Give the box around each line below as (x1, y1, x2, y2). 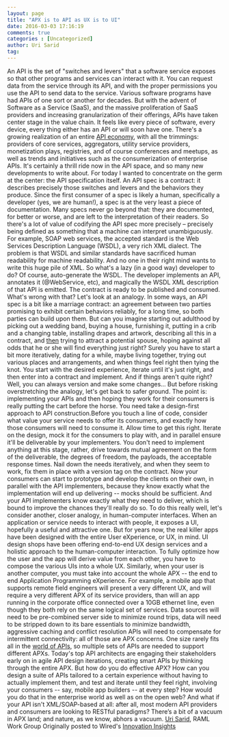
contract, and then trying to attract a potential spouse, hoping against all (7, 336, 211, 345)
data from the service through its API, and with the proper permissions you (7, 82, 217, 90)
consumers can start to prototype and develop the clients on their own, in (7, 474, 214, 483)
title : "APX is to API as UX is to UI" (7, 16, 121, 23)
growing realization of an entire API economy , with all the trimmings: (7, 132, 200, 140)
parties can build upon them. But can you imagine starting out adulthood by (7, 314, 220, 323)
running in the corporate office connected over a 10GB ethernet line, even (7, 598, 215, 606)
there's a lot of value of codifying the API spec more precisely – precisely (7, 220, 213, 228)
